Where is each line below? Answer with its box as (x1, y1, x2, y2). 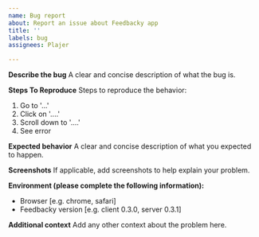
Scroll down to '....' (19, 118, 81, 127)
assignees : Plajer (8, 41, 69, 49)
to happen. (8, 150, 44, 160)
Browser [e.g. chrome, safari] (19, 196, 117, 206)
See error (19, 126, 52, 136)
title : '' (8, 26, 41, 34)
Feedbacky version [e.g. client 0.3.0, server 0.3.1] (19, 204, 182, 215)
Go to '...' (19, 101, 49, 111)
